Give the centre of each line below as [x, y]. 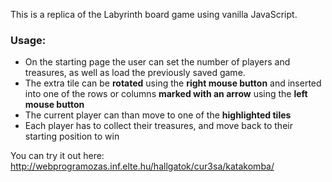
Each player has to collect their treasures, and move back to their [158, 126]
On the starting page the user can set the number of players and [157, 62]
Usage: [28, 40]
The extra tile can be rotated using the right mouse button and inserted [173, 83]
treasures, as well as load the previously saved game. [135, 73]
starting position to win [72, 136]
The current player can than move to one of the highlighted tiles [158, 115]
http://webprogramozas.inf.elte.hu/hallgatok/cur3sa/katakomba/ [142, 166]
